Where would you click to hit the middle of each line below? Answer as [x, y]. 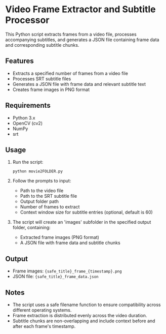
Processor [27, 20]
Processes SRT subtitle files [42, 79]
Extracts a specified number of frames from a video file [70, 73]
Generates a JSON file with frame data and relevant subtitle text [79, 84]
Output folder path [39, 201]
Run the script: [28, 162]
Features [19, 61]
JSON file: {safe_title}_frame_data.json [55, 277]
